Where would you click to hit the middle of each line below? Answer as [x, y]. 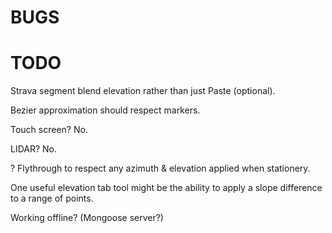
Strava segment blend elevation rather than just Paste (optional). [143, 91]
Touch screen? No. [49, 130]
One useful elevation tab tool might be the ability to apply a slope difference [166, 188]
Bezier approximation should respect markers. [105, 110]
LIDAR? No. [34, 149]
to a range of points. [52, 198]
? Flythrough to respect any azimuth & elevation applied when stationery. [160, 168]
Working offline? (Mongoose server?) [87, 218]
